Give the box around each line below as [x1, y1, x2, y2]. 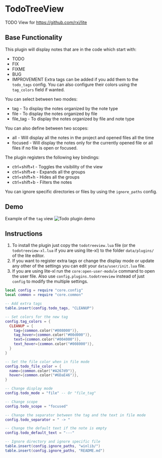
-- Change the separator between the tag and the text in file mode [5, 412, 146, 418]
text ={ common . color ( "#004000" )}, [14, 337, 81, 342]
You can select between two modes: [5, 96, 78, 102]
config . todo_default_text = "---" [5, 430, 75, 435]
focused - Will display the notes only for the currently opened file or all [12, 140, 153, 146]
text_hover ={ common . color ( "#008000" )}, [14, 342, 94, 346]
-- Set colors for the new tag [5, 314, 68, 319]
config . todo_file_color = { [5, 364, 62, 369]
